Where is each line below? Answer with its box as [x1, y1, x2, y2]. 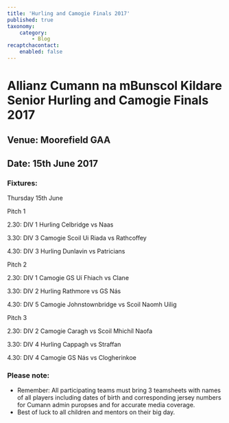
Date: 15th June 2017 [7, 157, 98, 169]
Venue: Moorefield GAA [7, 135, 111, 146]
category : [19, 29, 48, 36]
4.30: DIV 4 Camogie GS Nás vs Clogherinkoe [7, 354, 137, 362]
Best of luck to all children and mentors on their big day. [16, 408, 176, 416]
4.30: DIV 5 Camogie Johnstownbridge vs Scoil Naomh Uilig [7, 300, 177, 309]
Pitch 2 [7, 260, 27, 268]
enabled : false [19, 49, 63, 56]
